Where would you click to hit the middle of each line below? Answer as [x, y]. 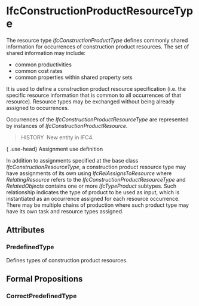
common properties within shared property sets [74, 77]
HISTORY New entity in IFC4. [57, 137]
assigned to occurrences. [38, 108]
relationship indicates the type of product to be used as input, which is [93, 192]
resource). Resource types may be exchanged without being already [91, 101]
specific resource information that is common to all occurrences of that [94, 95]
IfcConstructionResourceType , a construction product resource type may [96, 167]
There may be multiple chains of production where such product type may [98, 205]
